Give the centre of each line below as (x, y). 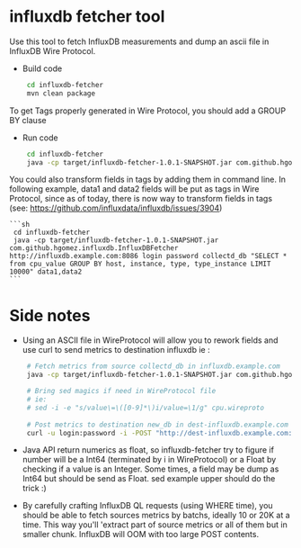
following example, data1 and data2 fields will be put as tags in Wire (134, 189)
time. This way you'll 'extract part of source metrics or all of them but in (155, 525)
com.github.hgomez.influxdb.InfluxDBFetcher (94, 248)
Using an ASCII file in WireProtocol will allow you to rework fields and (150, 340)
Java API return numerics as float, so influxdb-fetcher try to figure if (148, 450)
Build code (42, 68)
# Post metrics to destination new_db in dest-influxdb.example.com (158, 425)
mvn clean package (61, 93)
